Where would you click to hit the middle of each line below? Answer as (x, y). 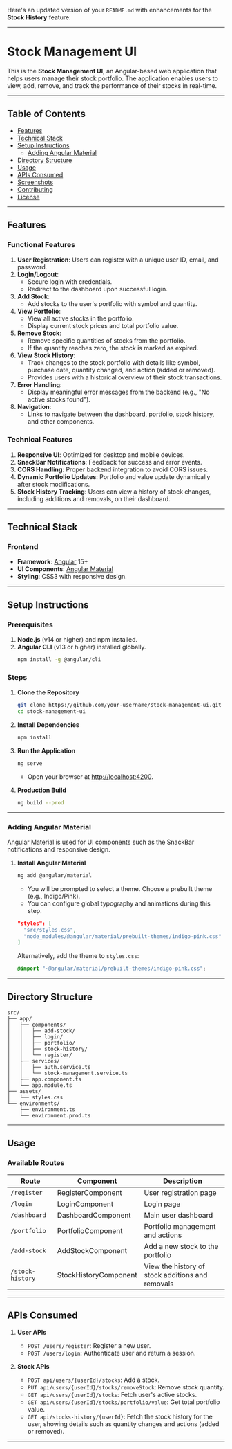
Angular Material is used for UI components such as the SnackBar (101, 842)
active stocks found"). (59, 399)
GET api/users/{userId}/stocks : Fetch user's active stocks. (112, 1394)
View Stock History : (46, 355)
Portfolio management (180, 1226)
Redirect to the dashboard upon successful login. (97, 289)
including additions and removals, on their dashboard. (94, 498)
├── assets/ (24, 1092)
